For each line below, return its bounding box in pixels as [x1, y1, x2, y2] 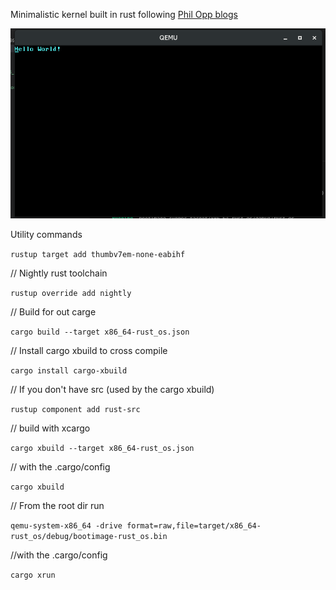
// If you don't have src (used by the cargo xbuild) [10, 383, 215, 395]
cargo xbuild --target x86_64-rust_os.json [10, 443, 195, 453]
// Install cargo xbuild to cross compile [10, 344, 168, 356]
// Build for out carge [10, 305, 97, 318]
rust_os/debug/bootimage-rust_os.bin [10, 531, 168, 541]
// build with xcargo [10, 422, 91, 434]
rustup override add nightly [10, 288, 132, 298]
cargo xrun [10, 570, 56, 580]
